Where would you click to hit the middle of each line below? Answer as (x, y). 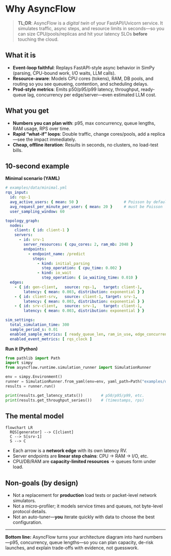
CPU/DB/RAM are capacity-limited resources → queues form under (84, 462)
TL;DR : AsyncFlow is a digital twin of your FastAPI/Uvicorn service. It (90, 23)
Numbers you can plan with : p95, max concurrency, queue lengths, (84, 123)
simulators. (24, 501)
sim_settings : (20, 320)
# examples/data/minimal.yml (36, 188)
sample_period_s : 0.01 (34, 330)
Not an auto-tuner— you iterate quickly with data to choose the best (84, 517)
